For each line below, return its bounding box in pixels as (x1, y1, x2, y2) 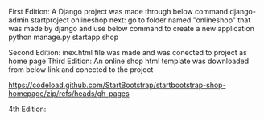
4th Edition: (8, 104, 47, 114)
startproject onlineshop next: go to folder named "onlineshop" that (31, 15, 251, 25)
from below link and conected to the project (8, 65, 154, 74)
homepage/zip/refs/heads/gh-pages (8, 89, 130, 98)
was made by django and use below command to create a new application (8, 24, 255, 33)
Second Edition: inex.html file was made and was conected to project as (8, 48, 247, 57)
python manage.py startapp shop (8, 32, 119, 42)
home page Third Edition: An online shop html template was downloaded (8, 56, 250, 66)
